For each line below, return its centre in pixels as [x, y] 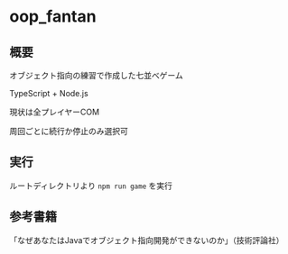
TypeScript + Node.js [49, 93]
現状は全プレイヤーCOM [55, 112]
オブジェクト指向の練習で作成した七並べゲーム [96, 75]
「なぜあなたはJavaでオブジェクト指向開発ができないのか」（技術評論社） [147, 240]
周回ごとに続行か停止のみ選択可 [69, 131]
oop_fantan [53, 17]
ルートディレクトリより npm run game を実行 [91, 186]
